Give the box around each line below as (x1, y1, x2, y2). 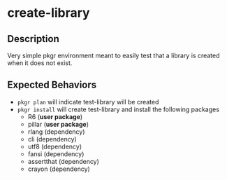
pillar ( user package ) (27, 120, 89, 128)
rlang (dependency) (27, 127, 85, 136)
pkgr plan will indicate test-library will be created (17, 97, 159, 106)
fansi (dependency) (27, 149, 85, 158)
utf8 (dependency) (27, 142, 82, 151)
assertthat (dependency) (27, 157, 100, 165)
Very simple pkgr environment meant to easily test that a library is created (7, 51, 220, 60)
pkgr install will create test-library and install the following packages (17, 105, 220, 113)
